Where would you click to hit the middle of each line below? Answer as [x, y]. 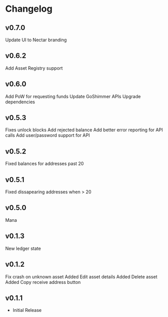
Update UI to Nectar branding [36, 40]
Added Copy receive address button [43, 282]
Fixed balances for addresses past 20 [45, 164]
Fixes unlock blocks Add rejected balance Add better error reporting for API [84, 130]
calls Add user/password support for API [48, 135]
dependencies [20, 102]
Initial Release [27, 310]
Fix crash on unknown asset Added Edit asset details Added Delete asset [81, 277]
